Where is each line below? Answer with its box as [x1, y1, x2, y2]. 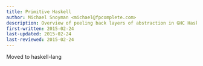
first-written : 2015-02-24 [6, 25, 74, 32]
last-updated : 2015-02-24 [6, 31, 71, 37]
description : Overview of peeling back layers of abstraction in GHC [6, 20, 185, 26]
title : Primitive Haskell [6, 8, 71, 15]
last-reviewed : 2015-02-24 [6, 37, 74, 43]
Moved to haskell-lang [6, 53, 62, 60]
